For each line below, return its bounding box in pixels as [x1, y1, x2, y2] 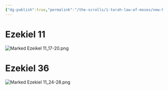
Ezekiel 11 [5, 28, 46, 40]
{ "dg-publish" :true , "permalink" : [5, 7, 75, 12]
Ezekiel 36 [5, 63, 49, 74]
